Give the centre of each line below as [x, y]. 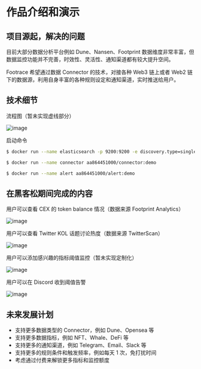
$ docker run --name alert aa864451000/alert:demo [71, 173]
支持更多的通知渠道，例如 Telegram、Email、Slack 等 [80, 345]
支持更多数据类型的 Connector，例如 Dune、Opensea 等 [84, 330]
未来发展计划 [30, 315]
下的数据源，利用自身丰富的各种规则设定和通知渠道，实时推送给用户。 [93, 79]
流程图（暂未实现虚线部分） [40, 116]
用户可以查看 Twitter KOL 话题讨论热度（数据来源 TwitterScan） [85, 233]
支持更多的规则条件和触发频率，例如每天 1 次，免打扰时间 [86, 353]
